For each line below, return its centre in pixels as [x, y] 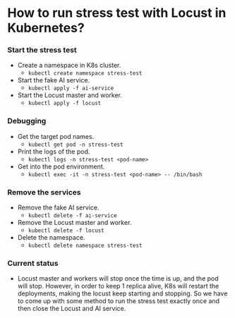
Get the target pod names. [56, 136]
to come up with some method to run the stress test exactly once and [119, 301]
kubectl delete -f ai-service [73, 216]
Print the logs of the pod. [54, 151]
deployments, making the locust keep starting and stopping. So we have [122, 293]
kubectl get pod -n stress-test [76, 145]
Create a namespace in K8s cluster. [69, 66]
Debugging [27, 121]
